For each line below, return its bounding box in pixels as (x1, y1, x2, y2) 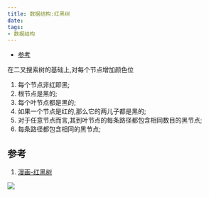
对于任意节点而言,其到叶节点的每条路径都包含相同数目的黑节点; (17, 116, 203, 125)
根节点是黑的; (17, 89, 58, 98)
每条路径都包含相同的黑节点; (17, 125, 102, 133)
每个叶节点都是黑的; (17, 98, 77, 107)
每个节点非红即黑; (17, 81, 70, 89)
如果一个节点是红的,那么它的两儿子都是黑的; (17, 107, 147, 116)
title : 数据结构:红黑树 (7, 10, 70, 18)
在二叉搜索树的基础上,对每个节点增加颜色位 (7, 65, 134, 74)
